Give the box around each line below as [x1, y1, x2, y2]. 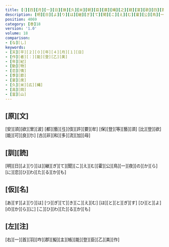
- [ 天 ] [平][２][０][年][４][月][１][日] [5, 49, 84, 54]
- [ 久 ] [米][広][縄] [5, 82, 43, 87]
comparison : [5, 36, 30, 41]
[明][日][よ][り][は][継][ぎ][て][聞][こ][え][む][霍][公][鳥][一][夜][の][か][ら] [5, 163, 158, 169]
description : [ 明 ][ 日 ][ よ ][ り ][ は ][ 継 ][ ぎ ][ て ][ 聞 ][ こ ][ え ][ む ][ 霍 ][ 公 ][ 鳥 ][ [5, 12, 161, 17]
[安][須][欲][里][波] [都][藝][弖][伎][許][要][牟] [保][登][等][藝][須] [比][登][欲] [5, 126, 162, 132]
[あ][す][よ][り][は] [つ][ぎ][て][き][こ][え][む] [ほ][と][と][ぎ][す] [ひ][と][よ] [5, 200, 162, 206]
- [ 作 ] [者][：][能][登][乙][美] [5, 54, 68, 59]
